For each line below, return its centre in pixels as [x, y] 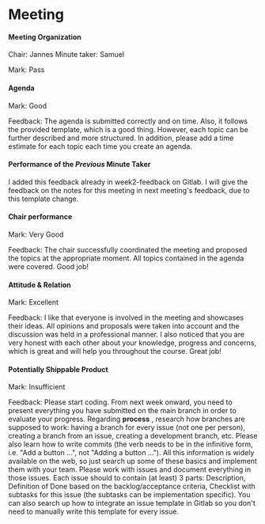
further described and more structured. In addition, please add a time [121, 138]
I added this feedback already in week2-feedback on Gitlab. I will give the [128, 182]
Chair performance [40, 217]
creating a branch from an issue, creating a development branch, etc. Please [133, 436]
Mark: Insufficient [37, 387]
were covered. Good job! [49, 266]
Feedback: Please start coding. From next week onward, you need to [120, 402]
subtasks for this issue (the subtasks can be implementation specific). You [129, 495]
